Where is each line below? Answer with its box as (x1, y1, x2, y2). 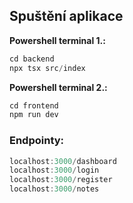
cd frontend (9, 100, 59, 111)
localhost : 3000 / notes (9, 184, 100, 194)
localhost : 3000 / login (9, 165, 100, 176)
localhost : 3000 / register (9, 175, 113, 185)
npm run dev (9, 110, 59, 120)
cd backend (9, 54, 55, 64)
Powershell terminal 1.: (9, 34, 106, 46)
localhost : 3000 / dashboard (9, 156, 117, 166)
